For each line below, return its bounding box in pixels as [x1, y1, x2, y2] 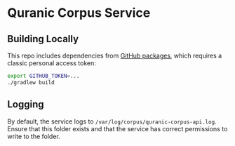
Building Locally [7, 33, 79, 45]
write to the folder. [7, 132, 61, 140]
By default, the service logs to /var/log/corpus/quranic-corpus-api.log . [7, 117, 217, 126]
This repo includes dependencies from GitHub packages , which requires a [7, 51, 222, 60]
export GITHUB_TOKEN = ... [7, 72, 80, 79]
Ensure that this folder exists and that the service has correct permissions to [7, 124, 228, 133]
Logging [7, 98, 44, 110]
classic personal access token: [7, 59, 97, 67]
